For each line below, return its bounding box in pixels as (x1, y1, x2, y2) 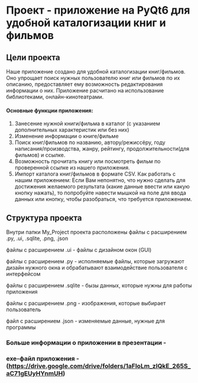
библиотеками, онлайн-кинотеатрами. (6, 93, 104, 100)
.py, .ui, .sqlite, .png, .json (6, 235, 69, 242)
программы (6, 324, 36, 331)
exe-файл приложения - (6, 354, 80, 362)
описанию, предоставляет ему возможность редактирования (6, 81, 163, 88)
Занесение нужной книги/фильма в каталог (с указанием (14, 120, 161, 127)
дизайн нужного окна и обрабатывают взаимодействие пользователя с (6, 264, 188, 272)
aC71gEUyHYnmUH (6, 369, 63, 377)
